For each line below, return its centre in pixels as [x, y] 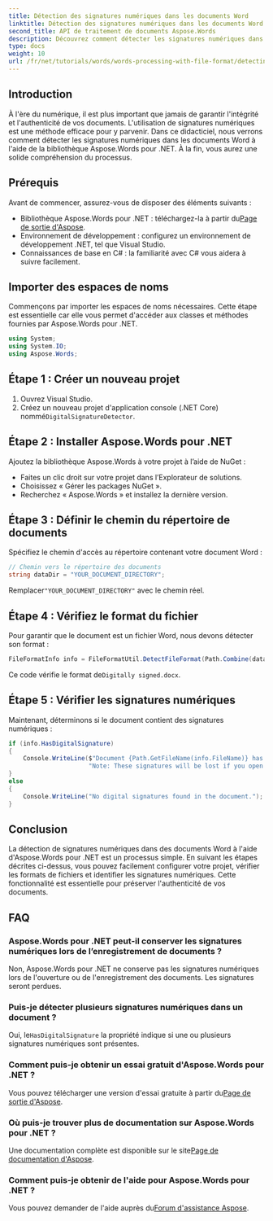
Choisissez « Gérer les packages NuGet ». [91, 486]
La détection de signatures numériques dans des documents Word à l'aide [133, 849]
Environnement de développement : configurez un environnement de [135, 235]
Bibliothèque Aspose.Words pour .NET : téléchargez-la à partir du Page [139, 218]
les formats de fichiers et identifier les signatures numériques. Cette [122, 875]
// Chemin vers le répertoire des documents [85, 567]
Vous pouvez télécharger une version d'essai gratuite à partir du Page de [130, 1092]
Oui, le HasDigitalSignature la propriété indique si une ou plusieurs [120, 1035]
